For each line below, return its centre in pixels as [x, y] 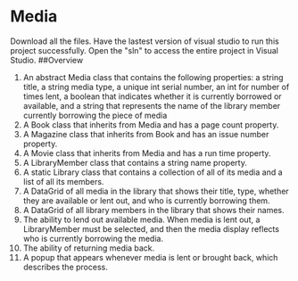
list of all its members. [63, 181]
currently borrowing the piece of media [95, 115]
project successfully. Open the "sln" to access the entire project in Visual [145, 50]
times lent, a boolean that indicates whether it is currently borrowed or [152, 96]
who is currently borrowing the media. [93, 238]
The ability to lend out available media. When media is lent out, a [141, 219]
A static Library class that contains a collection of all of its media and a [153, 172]
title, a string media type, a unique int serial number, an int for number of [156, 87]
